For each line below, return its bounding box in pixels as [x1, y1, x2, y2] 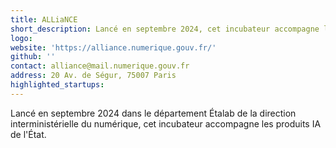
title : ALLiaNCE [10, 14, 78, 25]
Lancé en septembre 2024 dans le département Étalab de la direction [10, 107, 297, 119]
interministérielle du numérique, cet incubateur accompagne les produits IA [10, 117, 322, 130]
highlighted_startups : [10, 80, 105, 90]
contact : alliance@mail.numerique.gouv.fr [10, 61, 190, 71]
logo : [10, 33, 33, 43]
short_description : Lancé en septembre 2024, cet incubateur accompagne [10, 24, 320, 34]
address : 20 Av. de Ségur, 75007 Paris [10, 71, 177, 81]
